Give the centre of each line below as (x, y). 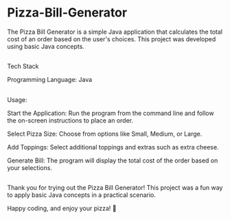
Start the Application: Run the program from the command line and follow (111, 113)
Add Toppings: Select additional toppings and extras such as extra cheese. (113, 147)
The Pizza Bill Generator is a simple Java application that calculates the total (115, 32)
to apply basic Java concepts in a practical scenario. (82, 195)
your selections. (30, 167)
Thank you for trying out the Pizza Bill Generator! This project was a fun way (115, 188)
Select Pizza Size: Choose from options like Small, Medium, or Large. (105, 134)
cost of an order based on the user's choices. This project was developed (112, 39)
